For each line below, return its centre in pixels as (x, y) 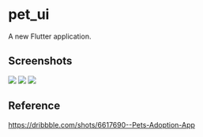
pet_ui (29, 15)
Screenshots (40, 61)
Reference (34, 106)
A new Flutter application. (50, 36)
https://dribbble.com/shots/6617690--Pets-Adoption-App (102, 124)
